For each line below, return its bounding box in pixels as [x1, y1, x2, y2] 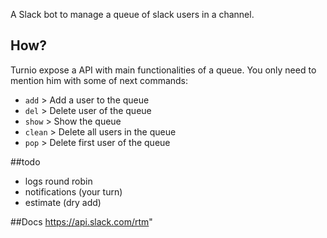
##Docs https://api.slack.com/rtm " [10, 215, 153, 228]
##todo [10, 155, 41, 168]
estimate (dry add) [24, 196, 102, 208]
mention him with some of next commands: [10, 74, 189, 86]
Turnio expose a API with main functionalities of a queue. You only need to [10, 64, 317, 76]
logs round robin [24, 175, 93, 187]
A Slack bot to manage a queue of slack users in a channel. [10, 9, 255, 20]
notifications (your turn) [24, 185, 123, 198]
